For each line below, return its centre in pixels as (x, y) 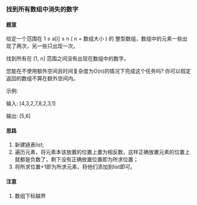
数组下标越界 (30, 196)
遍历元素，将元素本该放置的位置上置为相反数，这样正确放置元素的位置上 (102, 152)
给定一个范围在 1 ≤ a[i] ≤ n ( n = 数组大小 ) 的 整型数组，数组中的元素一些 (94, 39)
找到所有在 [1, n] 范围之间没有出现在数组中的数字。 (68, 59)
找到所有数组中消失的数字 (42, 9)
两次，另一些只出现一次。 (47, 46)
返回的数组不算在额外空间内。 (42, 78)
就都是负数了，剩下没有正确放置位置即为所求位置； (76, 160)
